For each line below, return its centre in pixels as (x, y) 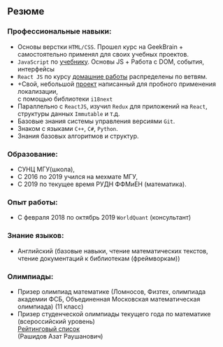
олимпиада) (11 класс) (50, 306)
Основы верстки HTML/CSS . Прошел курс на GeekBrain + (100, 47)
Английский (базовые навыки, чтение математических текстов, (113, 250)
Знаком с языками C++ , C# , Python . (68, 128)
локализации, (37, 91)
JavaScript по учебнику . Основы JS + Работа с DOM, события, (111, 62)
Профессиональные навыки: (59, 31)
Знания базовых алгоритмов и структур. (78, 136)
